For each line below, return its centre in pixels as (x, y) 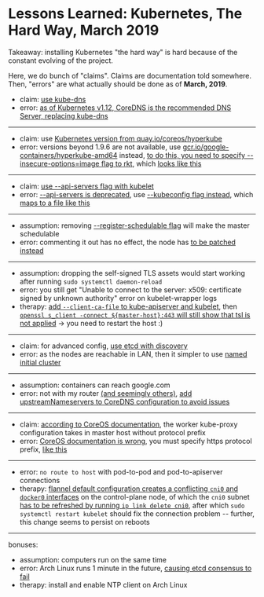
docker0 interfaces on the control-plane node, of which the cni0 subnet (134, 496)
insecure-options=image (59, 163)
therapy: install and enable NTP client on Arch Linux (103, 584)
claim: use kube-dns (53, 99)
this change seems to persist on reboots (85, 522)
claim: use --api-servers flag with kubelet (87, 186)
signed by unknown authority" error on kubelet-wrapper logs (118, 298)
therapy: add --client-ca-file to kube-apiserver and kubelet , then (128, 306)
